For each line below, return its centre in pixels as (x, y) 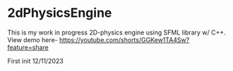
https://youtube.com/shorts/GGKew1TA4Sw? (124, 39)
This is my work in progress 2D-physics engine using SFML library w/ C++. (116, 32)
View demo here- (32, 39)
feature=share (28, 47)
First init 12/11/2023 (35, 60)
